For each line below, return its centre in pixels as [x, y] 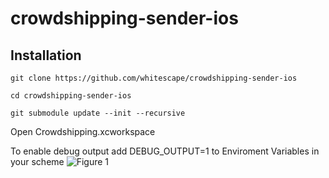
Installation [46, 55]
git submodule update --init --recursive [98, 113]
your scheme [37, 161]
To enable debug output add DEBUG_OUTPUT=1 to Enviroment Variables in [165, 151]
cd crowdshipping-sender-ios [71, 96]
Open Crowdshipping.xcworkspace [83, 131]
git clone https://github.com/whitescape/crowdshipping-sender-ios [154, 78]
